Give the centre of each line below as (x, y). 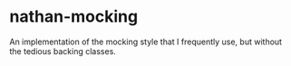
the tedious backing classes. (63, 51)
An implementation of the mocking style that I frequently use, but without (146, 42)
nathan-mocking (74, 17)
